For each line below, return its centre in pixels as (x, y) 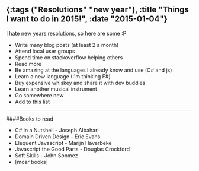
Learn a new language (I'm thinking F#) (62, 76)
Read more (28, 64)
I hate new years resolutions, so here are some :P (66, 33)
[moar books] (31, 161)
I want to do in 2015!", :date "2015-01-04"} (87, 19)
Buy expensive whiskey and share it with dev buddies (80, 83)
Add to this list (32, 102)
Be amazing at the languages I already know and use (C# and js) (93, 70)
